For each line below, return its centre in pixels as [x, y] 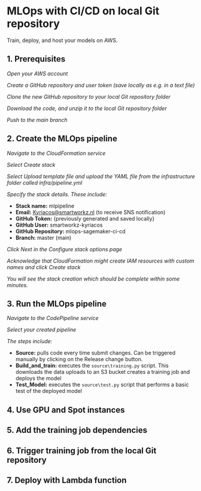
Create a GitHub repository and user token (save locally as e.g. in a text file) [101, 85]
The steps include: [30, 341]
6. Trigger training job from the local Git [82, 451]
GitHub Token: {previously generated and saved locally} [85, 218]
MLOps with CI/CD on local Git [83, 11]
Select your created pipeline [42, 330]
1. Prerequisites [36, 59]
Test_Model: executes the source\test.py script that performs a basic [102, 385]
